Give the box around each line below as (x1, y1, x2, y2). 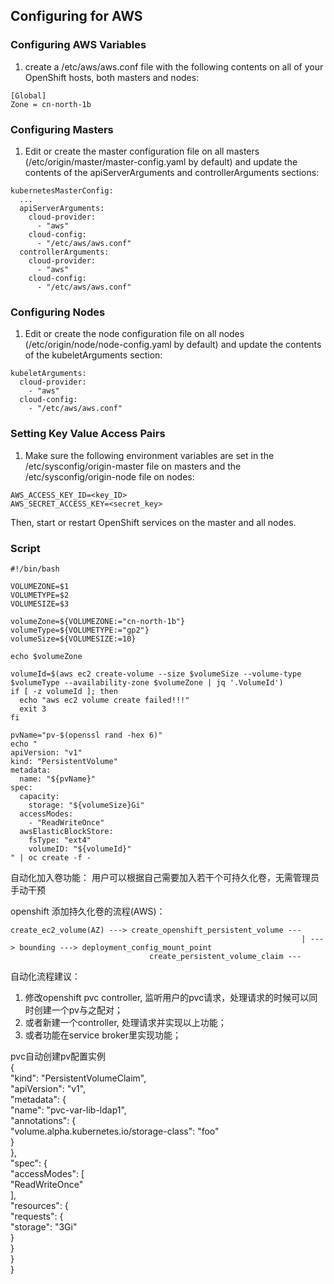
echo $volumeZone (10, 651, 83, 661)
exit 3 (19, 704, 47, 714)
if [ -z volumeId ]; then (10, 686, 118, 696)
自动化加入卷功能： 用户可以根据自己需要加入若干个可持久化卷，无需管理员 (10, 871, 320, 883)
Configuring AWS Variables (10, 38, 147, 52)
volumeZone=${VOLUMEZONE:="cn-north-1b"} (10, 616, 186, 626)
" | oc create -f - (10, 852, 92, 863)
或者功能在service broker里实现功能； (24, 1029, 182, 1041)
